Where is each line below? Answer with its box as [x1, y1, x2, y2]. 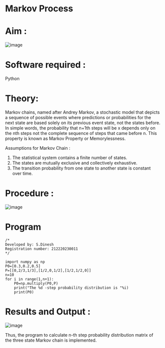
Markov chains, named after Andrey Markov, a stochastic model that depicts [5, 109, 160, 115]
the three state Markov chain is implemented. [5, 337, 97, 343]
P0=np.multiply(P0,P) [14, 281, 58, 286]
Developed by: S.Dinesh [5, 242, 54, 247]
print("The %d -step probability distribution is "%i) [14, 285, 129, 290]
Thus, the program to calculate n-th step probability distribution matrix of [5, 332, 154, 338]
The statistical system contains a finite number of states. [12, 155, 128, 161]
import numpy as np [5, 259, 45, 264]
